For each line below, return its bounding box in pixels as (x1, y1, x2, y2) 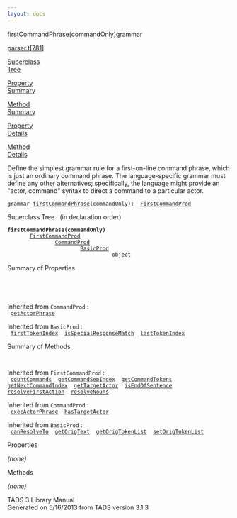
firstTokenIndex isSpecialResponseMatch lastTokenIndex (10, 329, 185, 337)
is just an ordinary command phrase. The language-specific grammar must (7, 171, 226, 180)
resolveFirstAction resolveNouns (7, 388, 110, 395)
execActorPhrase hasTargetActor (10, 408, 110, 415)
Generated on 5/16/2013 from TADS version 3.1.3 (7, 503, 149, 512)
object (112, 251, 132, 258)
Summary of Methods (7, 342, 71, 351)
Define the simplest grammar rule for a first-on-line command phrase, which (7, 164, 230, 172)
